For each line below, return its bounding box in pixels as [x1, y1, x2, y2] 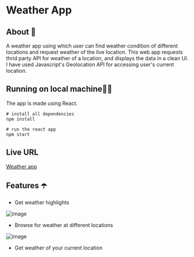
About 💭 [6, 27, 36, 37]
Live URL [6, 148, 39, 157]
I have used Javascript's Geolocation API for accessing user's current [6, 61, 174, 68]
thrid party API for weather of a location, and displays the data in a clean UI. [6, 55, 189, 61]
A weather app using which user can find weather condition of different [6, 42, 178, 49]
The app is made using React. [6, 100, 78, 107]
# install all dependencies [6, 111, 75, 117]
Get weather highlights [14, 199, 70, 206]
